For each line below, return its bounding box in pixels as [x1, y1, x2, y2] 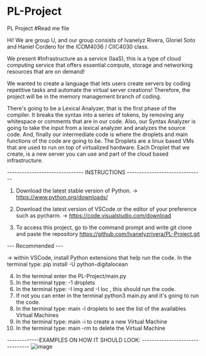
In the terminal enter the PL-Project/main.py [15, 272, 126, 279]
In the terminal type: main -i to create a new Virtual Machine [15, 317, 167, 325]
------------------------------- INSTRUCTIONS [7, 169, 126, 176]
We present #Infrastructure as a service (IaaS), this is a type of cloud [7, 55, 181, 62]
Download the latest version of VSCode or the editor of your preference [15, 205, 197, 213]
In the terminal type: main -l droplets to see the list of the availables [15, 305, 186, 312]
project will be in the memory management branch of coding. [7, 93, 162, 100]
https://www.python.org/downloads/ [15, 193, 108, 200]
